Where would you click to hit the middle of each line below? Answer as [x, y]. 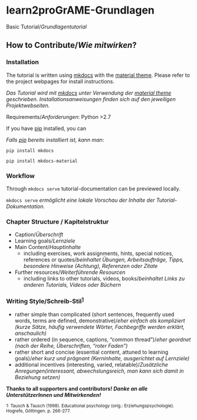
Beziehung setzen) [37, 377]
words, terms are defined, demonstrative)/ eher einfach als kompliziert [100, 321]
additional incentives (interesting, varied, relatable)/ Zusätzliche [91, 364]
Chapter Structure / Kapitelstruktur [58, 221]
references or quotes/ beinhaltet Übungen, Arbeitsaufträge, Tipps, [104, 260]
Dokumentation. [26, 206]
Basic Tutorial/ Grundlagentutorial [47, 27]
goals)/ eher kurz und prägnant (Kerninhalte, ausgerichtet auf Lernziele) [102, 358]
